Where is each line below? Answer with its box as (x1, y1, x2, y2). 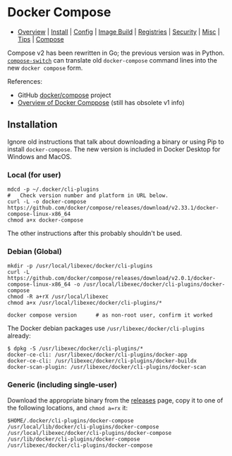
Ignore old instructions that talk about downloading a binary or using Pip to (7, 137, 224, 146)
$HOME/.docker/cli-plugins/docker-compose (7, 417, 134, 424)
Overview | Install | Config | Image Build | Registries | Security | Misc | (17, 27, 220, 36)
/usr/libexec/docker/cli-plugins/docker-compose (7, 441, 153, 449)
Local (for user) (7, 170, 61, 179)
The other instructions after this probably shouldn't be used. (7, 229, 182, 238)
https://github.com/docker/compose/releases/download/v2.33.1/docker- (7, 205, 219, 212)
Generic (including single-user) (7, 380, 118, 390)
